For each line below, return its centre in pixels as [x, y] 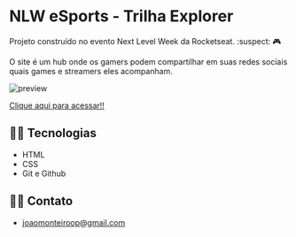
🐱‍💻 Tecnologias [53, 133]
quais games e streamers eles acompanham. [91, 71]
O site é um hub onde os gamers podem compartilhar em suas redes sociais [148, 61]
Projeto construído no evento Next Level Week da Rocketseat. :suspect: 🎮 [145, 41]
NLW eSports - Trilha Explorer [121, 16]
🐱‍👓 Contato [41, 201]
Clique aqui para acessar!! [57, 105]
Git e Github [44, 173]
